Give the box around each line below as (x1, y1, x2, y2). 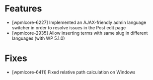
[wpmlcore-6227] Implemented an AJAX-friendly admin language (11, 19, 147, 25)
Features (4, 3, 42, 14)
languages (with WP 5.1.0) (11, 35, 65, 41)
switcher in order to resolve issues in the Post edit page (11, 24, 126, 30)
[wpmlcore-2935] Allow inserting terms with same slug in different (11, 30, 148, 36)
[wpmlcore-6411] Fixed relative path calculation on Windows (11, 69, 136, 75)
